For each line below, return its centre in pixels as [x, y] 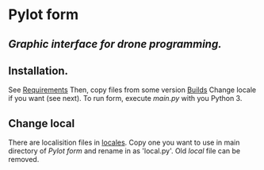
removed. [24, 160]
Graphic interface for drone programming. [115, 44]
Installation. [38, 70]
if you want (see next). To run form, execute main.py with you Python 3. [125, 99]
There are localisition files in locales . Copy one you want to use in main [124, 143]
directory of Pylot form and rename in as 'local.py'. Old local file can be [124, 151]
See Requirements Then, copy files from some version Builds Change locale [132, 90]
